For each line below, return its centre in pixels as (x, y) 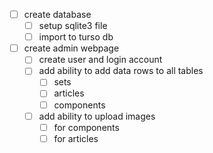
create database (57, 14)
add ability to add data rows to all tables (121, 71)
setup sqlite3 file (73, 26)
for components (86, 127)
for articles (76, 138)
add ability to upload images (97, 116)
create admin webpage (71, 48)
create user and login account (100, 60)
